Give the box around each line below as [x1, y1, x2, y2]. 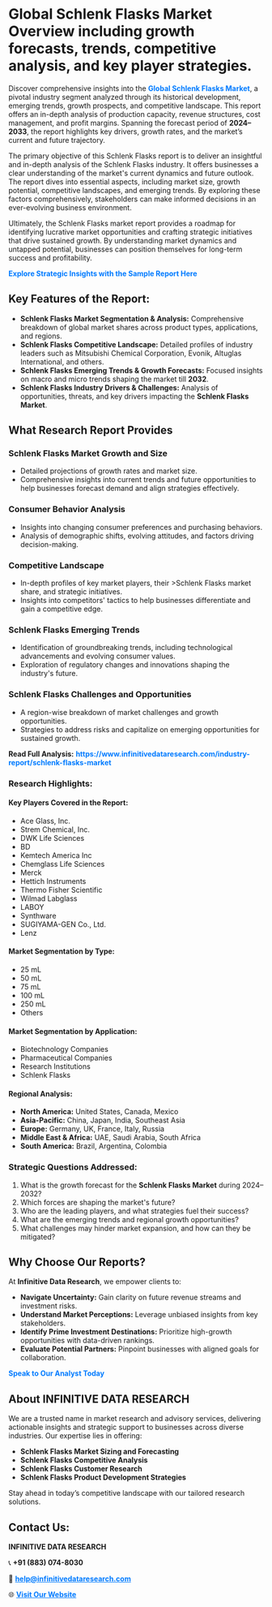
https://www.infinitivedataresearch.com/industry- [75, 748, 250, 759]
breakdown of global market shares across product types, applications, [19, 322, 258, 332]
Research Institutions [19, 1062, 91, 1071]
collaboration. [19, 1353, 66, 1363]
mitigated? [19, 1231, 56, 1242]
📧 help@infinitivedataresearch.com [8, 1574, 131, 1583]
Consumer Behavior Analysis [8, 504, 125, 515]
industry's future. [19, 669, 79, 679]
